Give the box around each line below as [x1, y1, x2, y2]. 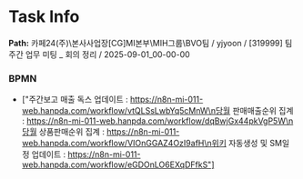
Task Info [8, 6, 80, 27]
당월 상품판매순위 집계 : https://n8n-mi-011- [21, 126, 180, 137]
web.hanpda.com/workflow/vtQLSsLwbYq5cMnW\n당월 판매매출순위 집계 [21, 105, 294, 116]
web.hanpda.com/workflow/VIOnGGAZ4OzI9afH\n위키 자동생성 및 [21, 138, 268, 149]
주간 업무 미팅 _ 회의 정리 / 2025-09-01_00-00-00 [8, 48, 190, 60]
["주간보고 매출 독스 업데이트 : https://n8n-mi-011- [21, 94, 204, 105]
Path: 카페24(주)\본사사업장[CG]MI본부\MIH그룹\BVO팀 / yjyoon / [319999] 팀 [8, 37, 293, 48]
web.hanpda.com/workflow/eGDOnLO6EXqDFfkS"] [21, 159, 215, 170]
